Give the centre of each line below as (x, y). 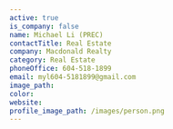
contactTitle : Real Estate (61, 43)
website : (26, 102)
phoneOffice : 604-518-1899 (61, 69)
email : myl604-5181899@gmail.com (73, 77)
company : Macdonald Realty (61, 52)
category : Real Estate (52, 60)
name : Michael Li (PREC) (56, 35)
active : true (34, 18)
